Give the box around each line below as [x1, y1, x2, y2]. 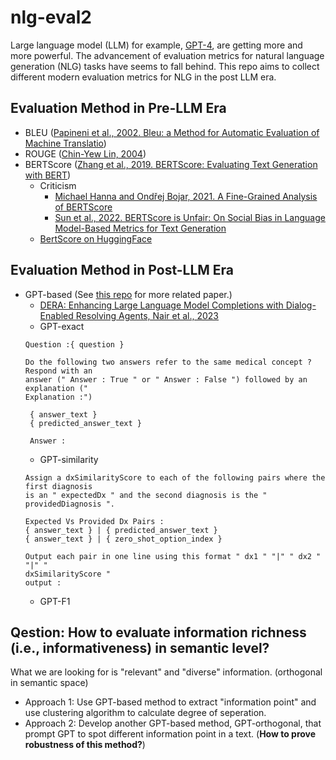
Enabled [39, 309, 74, 321]
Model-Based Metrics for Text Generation [54, 222, 227, 234]
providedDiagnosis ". [24, 499, 115, 509]
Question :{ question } [24, 339, 125, 350]
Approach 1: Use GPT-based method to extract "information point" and [24, 696, 317, 708]
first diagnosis [24, 481, 93, 491]
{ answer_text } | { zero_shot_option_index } [24, 534, 223, 544]
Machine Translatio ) [24, 137, 107, 149]
